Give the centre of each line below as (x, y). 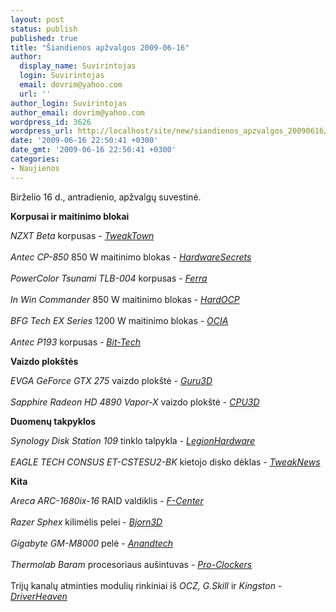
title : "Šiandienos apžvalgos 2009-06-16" (100, 47)
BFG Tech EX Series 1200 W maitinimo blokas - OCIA (119, 320)
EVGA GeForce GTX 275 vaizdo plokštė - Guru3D (111, 380)
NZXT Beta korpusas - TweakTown (82, 235)
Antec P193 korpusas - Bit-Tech (75, 342)
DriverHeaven (39, 596)
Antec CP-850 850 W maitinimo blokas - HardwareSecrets (131, 257)
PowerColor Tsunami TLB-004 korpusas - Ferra (109, 278)
